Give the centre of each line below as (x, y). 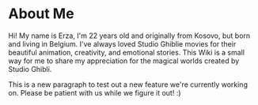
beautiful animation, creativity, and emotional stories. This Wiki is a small (127, 52)
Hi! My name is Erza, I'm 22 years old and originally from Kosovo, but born (129, 36)
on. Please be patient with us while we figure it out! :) (95, 92)
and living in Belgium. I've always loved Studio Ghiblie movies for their (122, 43)
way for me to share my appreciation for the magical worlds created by (124, 61)
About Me (41, 14)
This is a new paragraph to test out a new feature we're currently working (128, 84)
